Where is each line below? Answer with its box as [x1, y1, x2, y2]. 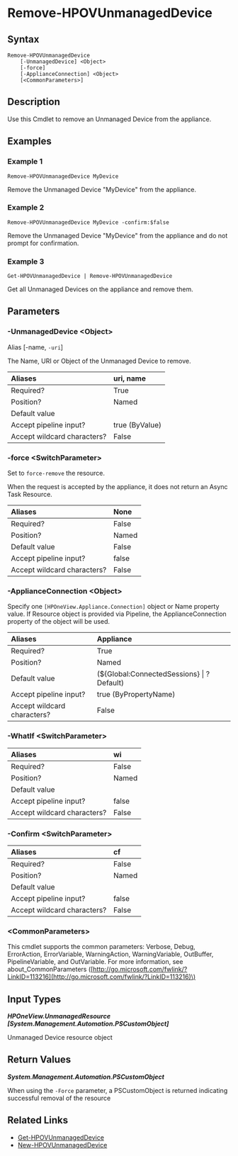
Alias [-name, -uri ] [7, 342, 64, 352]
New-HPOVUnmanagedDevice [17, 1140, 108, 1149]
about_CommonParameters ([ [7, 965, 93, 974]
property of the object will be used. [7, 617, 110, 626]
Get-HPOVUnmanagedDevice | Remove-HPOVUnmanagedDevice [7, 273, 173, 280]
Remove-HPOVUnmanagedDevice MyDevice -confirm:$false [7, 218, 170, 226]
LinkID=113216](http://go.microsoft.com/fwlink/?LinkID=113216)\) [7, 972, 196, 981]
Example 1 [7, 157, 43, 167]
